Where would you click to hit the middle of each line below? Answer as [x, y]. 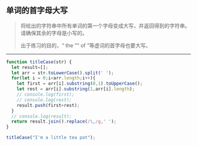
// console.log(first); [46, 95]
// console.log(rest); [44, 100]
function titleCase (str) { [39, 62]
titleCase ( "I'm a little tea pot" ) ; [51, 138]
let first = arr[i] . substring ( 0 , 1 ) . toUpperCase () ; [80, 84]
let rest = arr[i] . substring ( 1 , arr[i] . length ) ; [76, 89]
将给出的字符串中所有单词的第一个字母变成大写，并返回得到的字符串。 [105, 26]
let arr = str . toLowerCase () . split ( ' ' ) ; [63, 73]
